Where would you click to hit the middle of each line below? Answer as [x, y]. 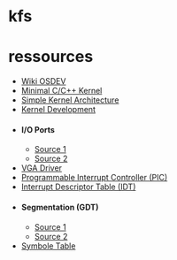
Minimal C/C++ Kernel [62, 91]
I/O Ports [38, 129]
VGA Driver [42, 168]
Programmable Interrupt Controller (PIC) [94, 178]
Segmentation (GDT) [60, 207]
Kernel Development [58, 110]
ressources [51, 57]
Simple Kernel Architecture [70, 100]
